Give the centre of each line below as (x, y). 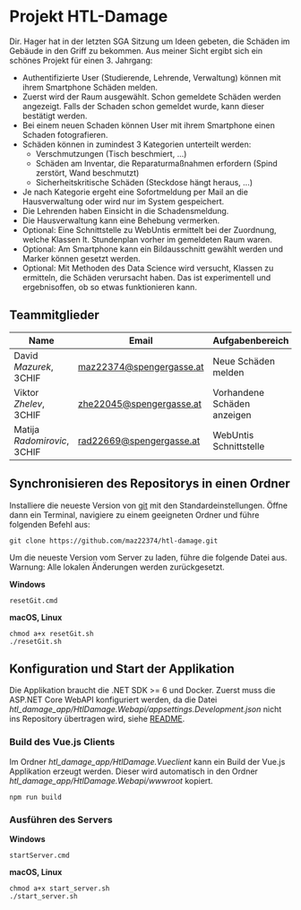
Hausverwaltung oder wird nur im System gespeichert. (123, 201)
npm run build (36, 797)
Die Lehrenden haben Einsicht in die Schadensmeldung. (125, 210)
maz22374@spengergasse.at (141, 366)
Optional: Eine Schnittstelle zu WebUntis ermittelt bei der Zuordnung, (149, 229)
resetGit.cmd (34, 601)
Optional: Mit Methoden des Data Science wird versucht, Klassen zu (148, 268)
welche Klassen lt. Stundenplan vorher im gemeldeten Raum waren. (147, 239)
